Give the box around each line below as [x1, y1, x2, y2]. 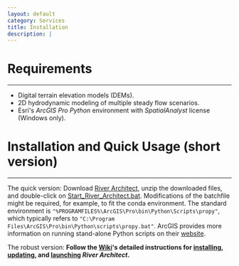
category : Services [7, 17, 65, 24]
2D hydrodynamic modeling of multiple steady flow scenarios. [17, 99, 200, 107]
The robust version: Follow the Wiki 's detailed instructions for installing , [7, 243, 224, 252]
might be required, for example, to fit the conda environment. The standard [7, 199, 227, 208]
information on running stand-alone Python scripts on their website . [7, 229, 206, 238]
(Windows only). [17, 114, 66, 122]
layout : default [7, 10, 55, 18]
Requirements [7, 61, 92, 77]
